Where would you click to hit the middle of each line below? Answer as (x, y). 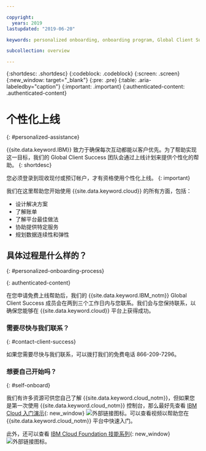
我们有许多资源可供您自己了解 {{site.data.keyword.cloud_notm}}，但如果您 (101, 398)
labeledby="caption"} (33, 87)
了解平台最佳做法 (37, 219)
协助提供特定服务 (37, 227)
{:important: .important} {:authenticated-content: (123, 87)
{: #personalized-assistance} (43, 137)
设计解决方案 (31, 204)
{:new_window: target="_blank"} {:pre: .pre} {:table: (71, 80)
